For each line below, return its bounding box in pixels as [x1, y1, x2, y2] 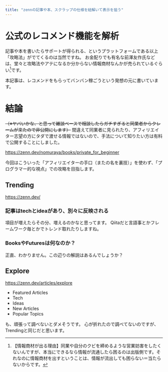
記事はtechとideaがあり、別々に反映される [5, 207, 109, 214]
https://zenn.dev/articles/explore [5, 280, 72, 286]
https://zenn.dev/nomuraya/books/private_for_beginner [5, 149, 119, 155]
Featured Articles [12, 289, 48, 295]
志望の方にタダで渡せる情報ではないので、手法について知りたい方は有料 [13, 133, 163, 139]
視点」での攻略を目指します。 [35, 166, 97, 172]
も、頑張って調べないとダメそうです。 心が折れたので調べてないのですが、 [5, 321, 159, 327]
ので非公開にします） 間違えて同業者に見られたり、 [26, 127, 133, 133]
